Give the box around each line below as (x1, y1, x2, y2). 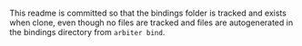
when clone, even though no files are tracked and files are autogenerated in (9, 17, 294, 28)
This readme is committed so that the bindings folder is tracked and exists (9, 8, 287, 18)
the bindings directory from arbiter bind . (9, 27, 166, 37)
